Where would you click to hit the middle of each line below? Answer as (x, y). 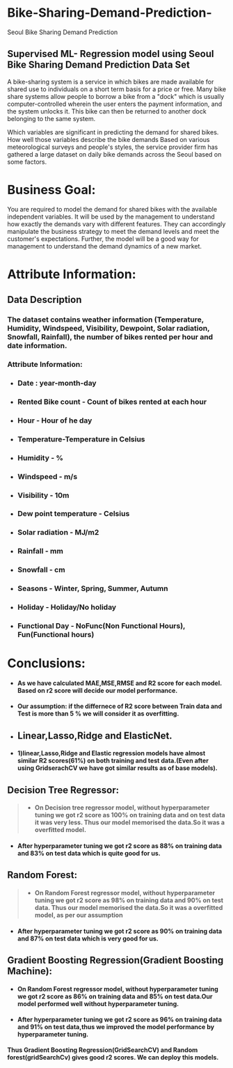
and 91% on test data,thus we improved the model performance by (115, 1027)
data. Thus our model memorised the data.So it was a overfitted (129, 907)
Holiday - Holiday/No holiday (67, 607)
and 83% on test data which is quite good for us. (89, 853)
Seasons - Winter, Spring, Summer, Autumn (93, 588)
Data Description (45, 300)
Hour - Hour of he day (55, 421)
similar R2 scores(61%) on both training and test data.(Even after (113, 761)
